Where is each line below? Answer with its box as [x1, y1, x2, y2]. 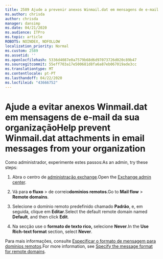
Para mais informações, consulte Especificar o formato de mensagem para [5, 238, 156, 244]
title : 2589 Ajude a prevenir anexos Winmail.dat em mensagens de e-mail [5, 7, 159, 12]
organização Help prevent [5, 122, 111, 133]
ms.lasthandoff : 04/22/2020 [5, 76, 63, 80]
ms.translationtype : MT [5, 67, 54, 72]
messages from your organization [5, 143, 146, 154]
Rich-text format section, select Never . [12, 229, 93, 234]
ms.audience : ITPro [5, 30, 45, 35]
